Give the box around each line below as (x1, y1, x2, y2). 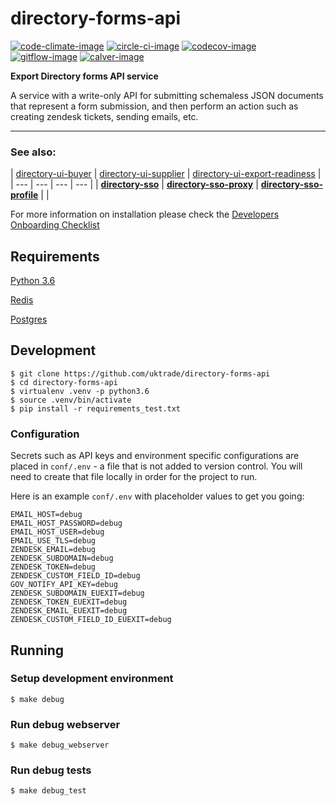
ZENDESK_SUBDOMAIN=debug (10, 553, 114, 564)
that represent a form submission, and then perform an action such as (10, 100, 299, 112)
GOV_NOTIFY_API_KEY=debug (10, 580, 118, 590)
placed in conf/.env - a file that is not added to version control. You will (10, 460, 303, 472)
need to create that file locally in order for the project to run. (10, 471, 258, 483)
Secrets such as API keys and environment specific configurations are (10, 450, 300, 462)
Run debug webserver (10, 717, 121, 731)
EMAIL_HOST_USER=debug (10, 527, 105, 537)
